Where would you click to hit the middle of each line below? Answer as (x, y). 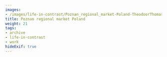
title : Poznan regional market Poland (45, 19)
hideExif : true (21, 47)
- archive (15, 33)
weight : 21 (16, 24)
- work (12, 42)
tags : (11, 28)
